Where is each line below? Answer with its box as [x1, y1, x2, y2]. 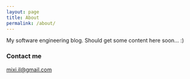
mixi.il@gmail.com [6, 66, 52, 73]
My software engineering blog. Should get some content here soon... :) [6, 37, 185, 44]
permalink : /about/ [6, 20, 56, 26]
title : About [6, 15, 40, 21]
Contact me [6, 52, 42, 61]
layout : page [6, 9, 40, 15]
